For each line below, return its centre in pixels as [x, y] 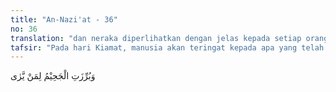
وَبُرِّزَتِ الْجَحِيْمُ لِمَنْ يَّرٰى [53, 76]
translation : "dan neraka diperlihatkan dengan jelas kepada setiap [156, 38]
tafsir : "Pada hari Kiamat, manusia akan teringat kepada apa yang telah [167, 47]
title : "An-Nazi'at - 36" [64, 19]
